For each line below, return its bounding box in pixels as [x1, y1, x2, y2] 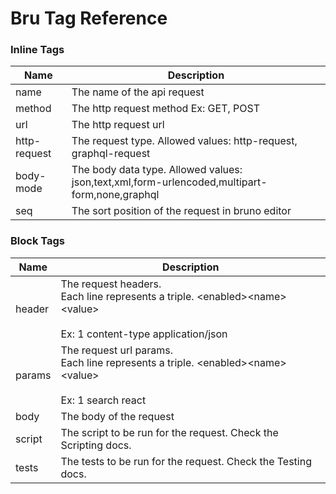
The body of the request [60, 409, 175, 423]
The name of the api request [71, 85, 205, 99]
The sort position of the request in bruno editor [71, 204, 292, 218]
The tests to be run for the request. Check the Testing [60, 454, 312, 468]
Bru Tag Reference [10, 7, 168, 30]
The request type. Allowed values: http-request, [71, 134, 298, 148]
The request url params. [60, 343, 174, 357]
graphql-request [71, 147, 151, 161]
